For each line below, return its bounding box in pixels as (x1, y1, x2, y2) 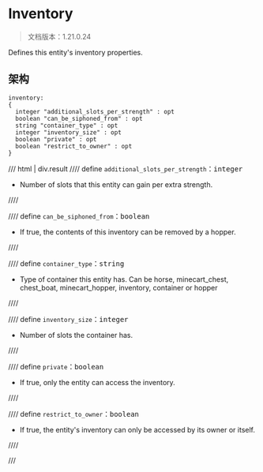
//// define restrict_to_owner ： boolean (8, 409, 140, 418)
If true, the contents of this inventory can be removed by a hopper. (19, 227, 236, 237)
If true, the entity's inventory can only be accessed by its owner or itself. (19, 425, 255, 434)
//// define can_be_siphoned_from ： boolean (8, 211, 150, 221)
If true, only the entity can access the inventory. (19, 377, 175, 387)
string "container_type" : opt (15, 122, 118, 129)
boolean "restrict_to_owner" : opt (15, 142, 133, 150)
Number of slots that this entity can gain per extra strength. (19, 179, 213, 189)
